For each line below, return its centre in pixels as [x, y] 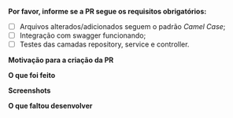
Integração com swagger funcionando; [83, 35]
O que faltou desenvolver [50, 106]
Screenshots [30, 90]
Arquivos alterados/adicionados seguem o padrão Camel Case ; [122, 26]
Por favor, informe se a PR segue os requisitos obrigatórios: [107, 11]
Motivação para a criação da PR [61, 60]
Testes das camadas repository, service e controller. [104, 44]
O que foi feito [32, 76]
